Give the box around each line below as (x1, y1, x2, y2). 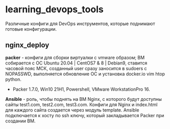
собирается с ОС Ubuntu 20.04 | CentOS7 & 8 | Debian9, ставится (5, 60, 148, 66)
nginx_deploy (5, 41, 50, 50)
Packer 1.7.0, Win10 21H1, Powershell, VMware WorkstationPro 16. (12, 86, 151, 92)
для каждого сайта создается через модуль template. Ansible (5, 106, 139, 113)
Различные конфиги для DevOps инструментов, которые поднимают (5, 20, 156, 27)
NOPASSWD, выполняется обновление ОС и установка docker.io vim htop (5, 71, 165, 77)
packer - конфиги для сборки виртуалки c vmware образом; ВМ (5, 54, 145, 60)
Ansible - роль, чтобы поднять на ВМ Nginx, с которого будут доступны (5, 96, 162, 102)
